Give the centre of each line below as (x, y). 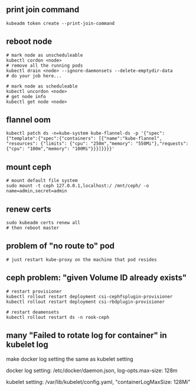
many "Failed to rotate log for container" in (86, 336)
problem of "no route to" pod (61, 246)
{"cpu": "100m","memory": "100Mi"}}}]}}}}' (61, 149)
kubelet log (27, 345)
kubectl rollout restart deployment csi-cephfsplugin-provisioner (89, 296)
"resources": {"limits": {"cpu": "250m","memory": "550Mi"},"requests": (97, 144)
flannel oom (29, 120)
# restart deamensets (33, 312)
